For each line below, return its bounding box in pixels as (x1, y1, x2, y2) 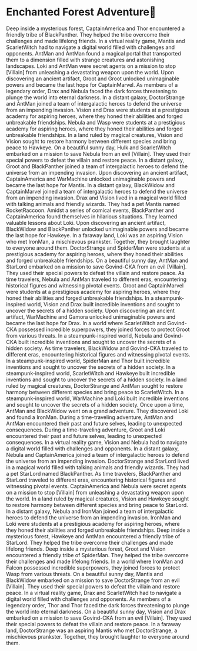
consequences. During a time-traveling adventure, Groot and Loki (6, 426, 165, 433)
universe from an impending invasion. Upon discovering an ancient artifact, (6, 169, 189, 176)
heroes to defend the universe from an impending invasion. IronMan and (6, 513, 181, 521)
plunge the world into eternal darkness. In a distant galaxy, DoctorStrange (6, 94, 185, 101)
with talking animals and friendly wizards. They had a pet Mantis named (6, 200, 181, 207)
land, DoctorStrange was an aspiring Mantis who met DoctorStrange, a (6, 627, 178, 634)
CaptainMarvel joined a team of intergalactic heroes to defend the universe (6, 188, 188, 195)
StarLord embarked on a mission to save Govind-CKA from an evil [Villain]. (6, 263, 187, 270)
